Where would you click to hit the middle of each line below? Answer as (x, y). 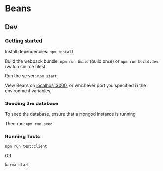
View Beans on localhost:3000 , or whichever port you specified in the (76, 85)
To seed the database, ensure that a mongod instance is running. (71, 114)
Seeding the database (32, 103)
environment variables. (28, 90)
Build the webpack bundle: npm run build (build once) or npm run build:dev (82, 61)
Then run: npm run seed (29, 124)
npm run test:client (26, 147)
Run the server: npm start (31, 76)
